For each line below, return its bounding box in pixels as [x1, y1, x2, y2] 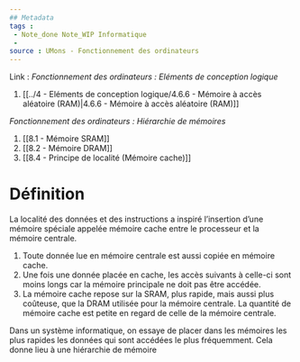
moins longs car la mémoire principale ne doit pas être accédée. [22, 279, 261, 290]
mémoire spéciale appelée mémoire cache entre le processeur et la [9, 223, 259, 234]
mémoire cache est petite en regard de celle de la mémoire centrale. [22, 308, 277, 319]
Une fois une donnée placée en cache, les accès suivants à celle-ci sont [22, 269, 292, 280]
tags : [9, 22, 34, 31]
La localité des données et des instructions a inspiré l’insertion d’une [9, 213, 264, 225]
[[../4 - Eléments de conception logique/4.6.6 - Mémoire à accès [22, 89, 262, 100]
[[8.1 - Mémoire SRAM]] [22, 133, 110, 144]
